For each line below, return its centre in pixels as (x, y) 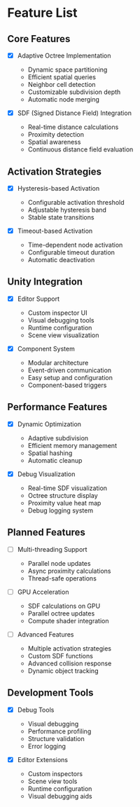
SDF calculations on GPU (64, 606)
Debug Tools (36, 710)
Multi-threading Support (52, 549)
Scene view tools (52, 781)
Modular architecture (58, 363)
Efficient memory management (72, 445)
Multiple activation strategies (70, 648)
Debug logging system (60, 510)
